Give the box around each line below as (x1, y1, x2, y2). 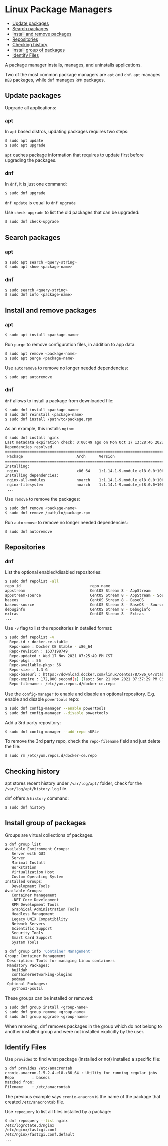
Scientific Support (11, 926, 52, 931)
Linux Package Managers (5, 4, 112, 15)
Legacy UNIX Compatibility (11, 916, 68, 922)
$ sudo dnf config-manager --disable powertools (5, 710, 108, 715)
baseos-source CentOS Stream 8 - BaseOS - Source (5, 602, 164, 607)
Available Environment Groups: (5, 846, 70, 851)
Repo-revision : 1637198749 (9, 649, 68, 654)
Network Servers (11, 921, 46, 926)
